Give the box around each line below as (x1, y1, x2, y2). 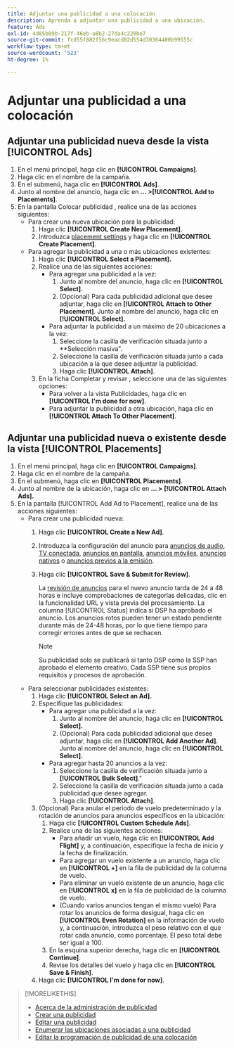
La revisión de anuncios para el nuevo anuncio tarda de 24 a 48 (38, 583, 223, 592)
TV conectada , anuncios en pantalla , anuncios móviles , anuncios (38, 549, 227, 557)
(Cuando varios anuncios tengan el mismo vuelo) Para (59, 901, 216, 909)
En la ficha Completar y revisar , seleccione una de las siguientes (38, 374, 227, 383)
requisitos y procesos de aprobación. (38, 670, 147, 679)
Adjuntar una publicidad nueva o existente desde (7, 432, 227, 444)
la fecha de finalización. (59, 848, 129, 857)
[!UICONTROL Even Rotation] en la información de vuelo (59, 916, 225, 924)
